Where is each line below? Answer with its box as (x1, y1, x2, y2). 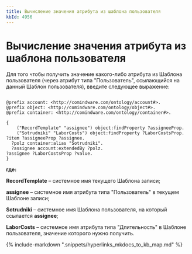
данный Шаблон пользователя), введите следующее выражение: (6, 83, 170, 91)
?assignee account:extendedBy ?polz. (11, 145, 104, 152)
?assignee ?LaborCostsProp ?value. (6, 151, 93, 156)
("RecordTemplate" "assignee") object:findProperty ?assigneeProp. (16, 125, 184, 131)
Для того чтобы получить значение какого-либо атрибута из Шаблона (6, 71, 183, 78)
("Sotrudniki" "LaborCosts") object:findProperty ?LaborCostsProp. (16, 130, 184, 136)
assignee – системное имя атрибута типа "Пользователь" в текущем (6, 189, 180, 196)
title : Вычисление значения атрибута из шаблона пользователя (6, 8, 161, 15)
